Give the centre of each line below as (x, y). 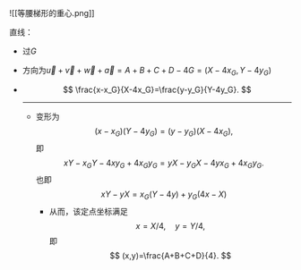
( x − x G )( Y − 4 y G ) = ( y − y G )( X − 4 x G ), (164, 132)
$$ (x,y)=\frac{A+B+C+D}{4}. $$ (171, 256)
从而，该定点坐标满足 (88, 212)
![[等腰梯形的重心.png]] (52, 13)
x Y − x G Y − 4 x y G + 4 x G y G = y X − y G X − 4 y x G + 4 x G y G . (164, 164)
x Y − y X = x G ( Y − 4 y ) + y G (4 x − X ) (163, 195)
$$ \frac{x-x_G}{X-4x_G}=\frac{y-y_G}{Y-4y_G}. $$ (157, 89)
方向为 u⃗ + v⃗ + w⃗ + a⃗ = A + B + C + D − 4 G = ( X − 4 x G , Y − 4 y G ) (146, 72)
